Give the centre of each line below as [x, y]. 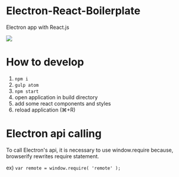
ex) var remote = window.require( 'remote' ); [63, 168]
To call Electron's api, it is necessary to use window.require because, [90, 150]
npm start [27, 91]
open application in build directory [56, 97]
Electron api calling [54, 134]
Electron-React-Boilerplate [73, 11]
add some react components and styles [63, 103]
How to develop [45, 62]
